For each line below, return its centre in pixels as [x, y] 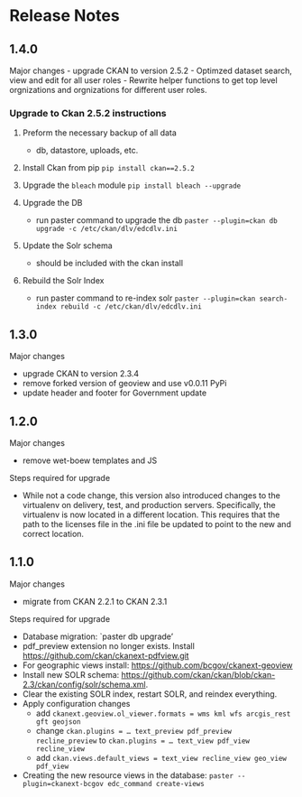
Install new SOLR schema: [71, 674]
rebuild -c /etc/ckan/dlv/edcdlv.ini [131, 307]
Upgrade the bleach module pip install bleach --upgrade [132, 185]
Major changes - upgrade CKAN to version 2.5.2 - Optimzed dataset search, [151, 70]
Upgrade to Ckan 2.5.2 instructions [88, 113]
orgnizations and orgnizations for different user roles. [108, 90]
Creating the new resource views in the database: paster [128, 775]
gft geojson [58, 722]
